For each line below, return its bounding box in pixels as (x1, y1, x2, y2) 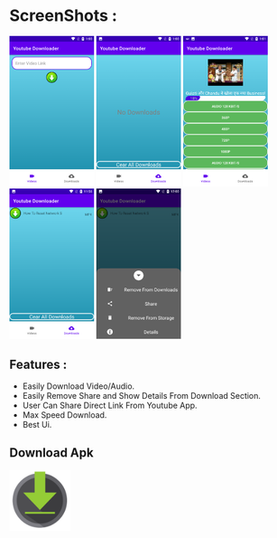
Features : (9, 356, 68, 372)
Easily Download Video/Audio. (22, 381, 135, 392)
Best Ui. (22, 420, 52, 430)
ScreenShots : (9, 5, 117, 26)
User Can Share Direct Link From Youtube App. (22, 400, 198, 411)
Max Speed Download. (22, 410, 107, 420)
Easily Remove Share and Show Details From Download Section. (22, 391, 262, 401)
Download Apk (9, 445, 94, 461)
